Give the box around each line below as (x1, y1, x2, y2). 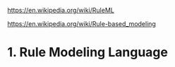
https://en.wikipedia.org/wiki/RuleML (7, 6, 114, 14)
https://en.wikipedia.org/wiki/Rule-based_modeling (7, 20, 157, 28)
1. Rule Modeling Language (7, 44, 168, 61)
